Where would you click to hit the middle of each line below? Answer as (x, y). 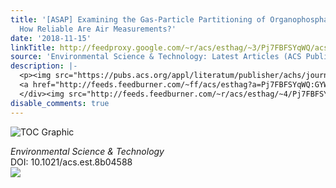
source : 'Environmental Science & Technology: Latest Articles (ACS (156, 57)
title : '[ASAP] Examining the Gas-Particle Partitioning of (138, 19)
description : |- (44, 66)
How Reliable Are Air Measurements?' (98, 29)
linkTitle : (33, 47)
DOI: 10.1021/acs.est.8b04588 (71, 162)
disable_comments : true (60, 103)
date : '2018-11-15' (51, 38)
